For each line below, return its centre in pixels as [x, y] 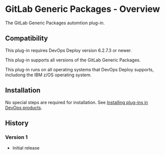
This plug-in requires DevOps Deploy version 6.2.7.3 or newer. [69, 50]
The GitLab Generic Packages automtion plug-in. [55, 23]
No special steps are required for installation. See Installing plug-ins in [77, 102]
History [17, 123]
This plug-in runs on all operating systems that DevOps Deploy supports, [80, 69]
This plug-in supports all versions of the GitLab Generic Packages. [73, 60]
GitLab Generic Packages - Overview [82, 9]
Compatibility [27, 38]
